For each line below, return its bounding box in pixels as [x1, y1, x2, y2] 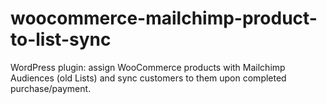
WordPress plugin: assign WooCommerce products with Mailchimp [10, 61, 286, 73]
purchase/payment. [10, 82, 92, 94]
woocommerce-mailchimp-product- [10, 7, 318, 30]
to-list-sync [10, 28, 112, 51]
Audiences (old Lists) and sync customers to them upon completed [10, 72, 287, 84]
